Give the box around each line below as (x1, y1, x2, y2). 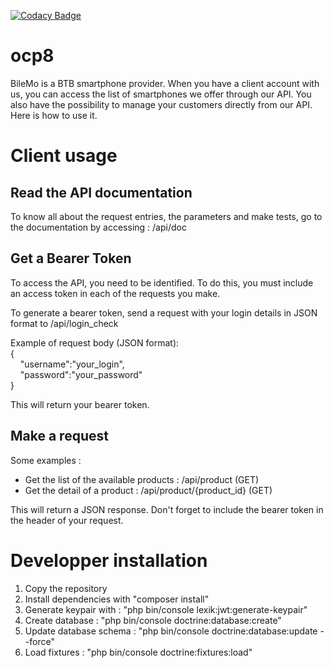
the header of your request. (10, 514, 124, 526)
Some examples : (10, 454, 82, 466)
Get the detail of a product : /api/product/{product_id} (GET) (24, 484, 273, 496)
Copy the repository (24, 582, 108, 594)
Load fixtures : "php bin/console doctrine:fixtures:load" (24, 646, 253, 658)
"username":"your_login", (19, 358, 125, 370)
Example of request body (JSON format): (10, 336, 180, 349)
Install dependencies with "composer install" (24, 593, 210, 605)
